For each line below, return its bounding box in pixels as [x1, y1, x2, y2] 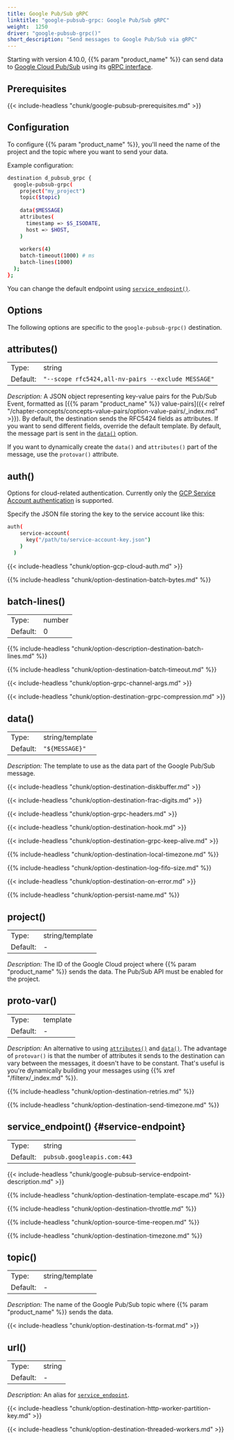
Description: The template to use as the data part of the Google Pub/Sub [7, 761, 215, 771]
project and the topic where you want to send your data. [7, 147, 169, 156]
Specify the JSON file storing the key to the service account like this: [7, 510, 205, 518]
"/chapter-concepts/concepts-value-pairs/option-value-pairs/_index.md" [7, 407, 218, 416]
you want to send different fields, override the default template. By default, [7, 422, 221, 430]
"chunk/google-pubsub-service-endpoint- [69, 1169, 192, 1178]
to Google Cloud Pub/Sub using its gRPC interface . [7, 63, 153, 71]
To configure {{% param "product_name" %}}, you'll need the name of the [7, 140, 221, 149]
